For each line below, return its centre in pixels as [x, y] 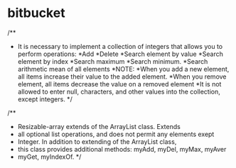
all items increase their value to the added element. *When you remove [122, 77]
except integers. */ [45, 99]
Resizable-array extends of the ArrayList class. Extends [99, 126]
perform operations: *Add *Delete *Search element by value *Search [120, 54]
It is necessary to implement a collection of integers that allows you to [120, 46]
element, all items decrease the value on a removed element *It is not [119, 84]
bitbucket [36, 13]
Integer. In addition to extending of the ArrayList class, [97, 141]
